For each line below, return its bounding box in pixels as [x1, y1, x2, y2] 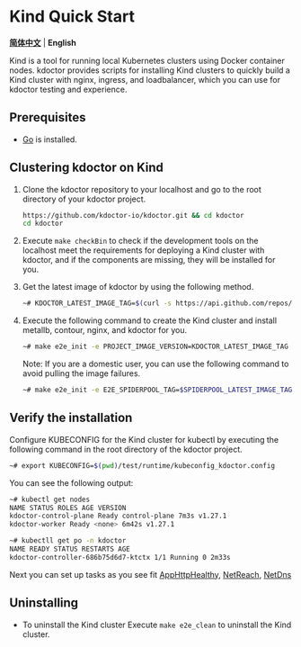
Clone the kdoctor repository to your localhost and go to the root [22, 184, 262, 194]
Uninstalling [9, 596, 79, 611]
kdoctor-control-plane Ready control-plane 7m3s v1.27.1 [9, 511, 227, 521]
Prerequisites [9, 110, 86, 125]
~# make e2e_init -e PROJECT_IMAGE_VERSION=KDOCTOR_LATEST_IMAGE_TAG [22, 342, 289, 352]
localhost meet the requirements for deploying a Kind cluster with [22, 245, 265, 256]
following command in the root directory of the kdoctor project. [9, 444, 243, 454]
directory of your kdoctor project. [22, 193, 146, 204]
